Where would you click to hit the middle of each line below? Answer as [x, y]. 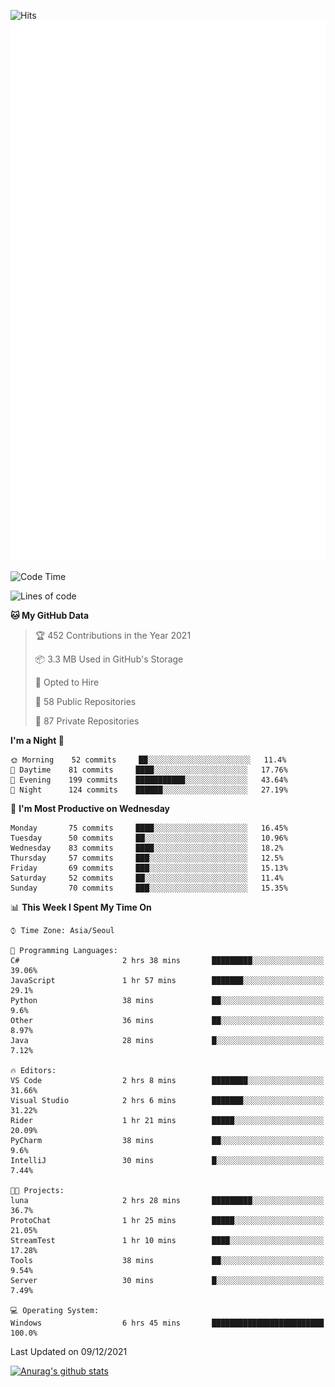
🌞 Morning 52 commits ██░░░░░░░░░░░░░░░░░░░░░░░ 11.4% [148, 760]
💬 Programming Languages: [64, 951]
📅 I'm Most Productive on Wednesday [90, 809]
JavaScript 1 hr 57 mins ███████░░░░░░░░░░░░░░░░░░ [167, 981]
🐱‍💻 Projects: [37, 1191]
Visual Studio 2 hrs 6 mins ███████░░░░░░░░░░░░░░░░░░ [167, 1101]
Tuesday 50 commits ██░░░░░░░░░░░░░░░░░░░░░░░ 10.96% [149, 838]
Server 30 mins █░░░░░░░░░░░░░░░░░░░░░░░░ [167, 1281]
